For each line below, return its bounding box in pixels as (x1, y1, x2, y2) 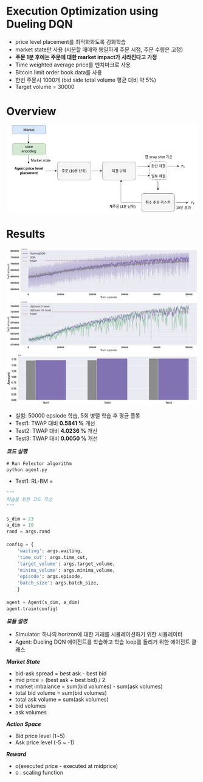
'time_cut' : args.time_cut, (17, 554, 88, 560)
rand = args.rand (6, 528, 50, 535)
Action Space (6, 720, 41, 728)
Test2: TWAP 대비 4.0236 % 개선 (15, 427, 98, 435)
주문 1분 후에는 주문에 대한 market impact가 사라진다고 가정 (15, 53, 157, 60)
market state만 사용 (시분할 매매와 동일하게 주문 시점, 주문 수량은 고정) (15, 46, 184, 53)
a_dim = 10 (6, 522, 34, 528)
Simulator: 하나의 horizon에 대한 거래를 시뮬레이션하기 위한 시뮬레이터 (15, 630, 183, 638)
